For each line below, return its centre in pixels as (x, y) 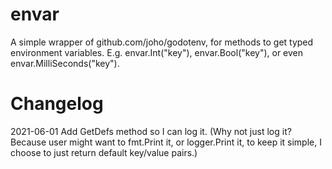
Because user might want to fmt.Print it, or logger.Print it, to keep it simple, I (166, 142)
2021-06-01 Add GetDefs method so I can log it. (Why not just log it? (151, 131)
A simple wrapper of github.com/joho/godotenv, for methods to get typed (162, 42)
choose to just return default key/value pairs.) (104, 152)
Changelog (57, 104)
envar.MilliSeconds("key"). (65, 63)
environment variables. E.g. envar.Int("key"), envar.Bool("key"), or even (157, 52)
